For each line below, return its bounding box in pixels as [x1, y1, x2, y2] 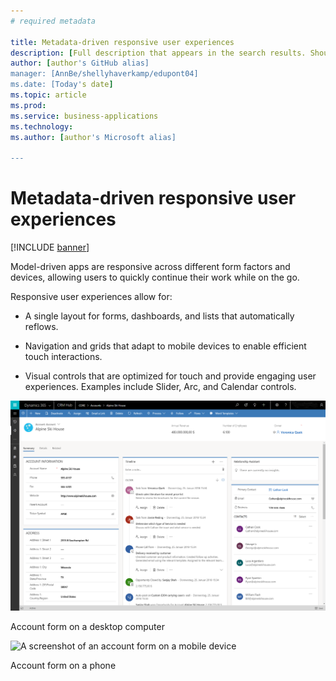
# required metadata [10, 16, 97, 26]
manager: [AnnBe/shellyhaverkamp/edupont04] [10, 69, 199, 79]
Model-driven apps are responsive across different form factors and [10, 261, 291, 273]
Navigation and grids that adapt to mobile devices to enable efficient [24, 340, 307, 352]
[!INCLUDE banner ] [10, 241, 90, 254]
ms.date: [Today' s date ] [10, 80, 114, 90]
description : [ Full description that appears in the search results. [10, 48, 307, 58]
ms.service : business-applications [10, 111, 159, 121]
